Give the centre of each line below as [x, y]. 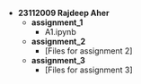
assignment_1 [57, 22]
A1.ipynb [60, 32]
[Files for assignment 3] [88, 70]
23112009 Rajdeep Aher [63, 13]
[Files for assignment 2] [88, 51]
